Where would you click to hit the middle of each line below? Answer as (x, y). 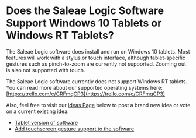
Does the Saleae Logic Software (85, 11)
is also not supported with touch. (46, 70)
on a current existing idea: (37, 111)
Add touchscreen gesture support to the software (74, 129)
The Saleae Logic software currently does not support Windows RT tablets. (97, 81)
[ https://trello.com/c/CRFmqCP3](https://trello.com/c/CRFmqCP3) (86, 94)
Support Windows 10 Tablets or (84, 23)
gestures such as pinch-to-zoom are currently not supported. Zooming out (96, 64)
